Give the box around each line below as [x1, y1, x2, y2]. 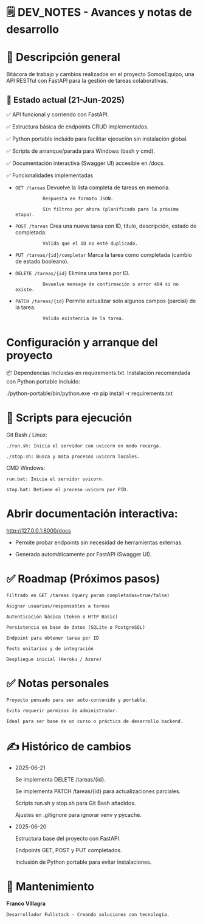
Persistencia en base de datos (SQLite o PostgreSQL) [6, 624, 146, 631]
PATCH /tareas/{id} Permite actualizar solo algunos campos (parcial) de [15, 297, 196, 304]
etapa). [15, 211, 35, 217]
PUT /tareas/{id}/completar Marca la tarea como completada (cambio [15, 251, 193, 258]
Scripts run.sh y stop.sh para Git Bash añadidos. [15, 799, 136, 807]
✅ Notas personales [6, 676, 109, 690]
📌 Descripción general [6, 51, 120, 65]
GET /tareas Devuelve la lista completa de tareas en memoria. [15, 184, 170, 191]
